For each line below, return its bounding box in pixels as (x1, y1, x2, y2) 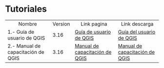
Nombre (18, 21, 38, 27)
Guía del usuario (118, 28, 156, 35)
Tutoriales (5, 3, 47, 15)
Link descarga (121, 21, 154, 27)
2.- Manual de (7, 43, 41, 49)
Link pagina (81, 21, 107, 27)
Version (52, 21, 70, 27)
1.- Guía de (7, 28, 35, 35)
